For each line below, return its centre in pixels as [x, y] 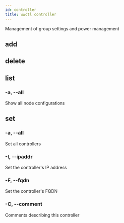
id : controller [21, 10]
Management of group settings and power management [62, 28]
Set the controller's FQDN [31, 191]
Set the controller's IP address [36, 167]
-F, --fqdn [17, 180]
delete [15, 61]
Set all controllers [23, 144]
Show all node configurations [35, 103]
